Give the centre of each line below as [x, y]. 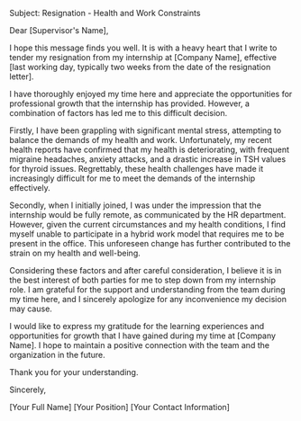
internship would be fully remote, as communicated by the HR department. [148, 215]
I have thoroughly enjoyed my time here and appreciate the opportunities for [151, 94]
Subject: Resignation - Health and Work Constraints [105, 13]
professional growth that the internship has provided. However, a [130, 103]
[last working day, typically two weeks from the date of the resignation [140, 67]
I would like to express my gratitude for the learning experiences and [137, 326]
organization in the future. [57, 355]
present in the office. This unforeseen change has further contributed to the [150, 243]
